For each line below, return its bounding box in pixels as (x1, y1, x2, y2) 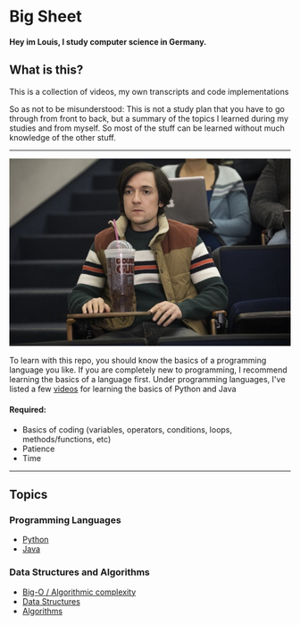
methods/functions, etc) (21, 433, 112, 444)
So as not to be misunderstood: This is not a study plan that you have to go (9, 103, 286, 114)
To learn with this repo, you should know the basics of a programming (9, 355, 267, 366)
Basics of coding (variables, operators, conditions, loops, (21, 424, 233, 435)
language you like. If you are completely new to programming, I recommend (9, 364, 287, 375)
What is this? (9, 63, 84, 78)
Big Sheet (9, 6, 82, 27)
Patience (21, 443, 55, 454)
